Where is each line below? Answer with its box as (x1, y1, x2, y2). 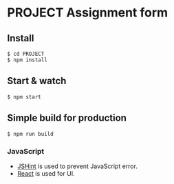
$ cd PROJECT (7, 50, 45, 57)
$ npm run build (7, 130, 54, 137)
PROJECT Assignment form (7, 5, 168, 21)
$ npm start (7, 93, 41, 101)
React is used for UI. (17, 169, 75, 177)
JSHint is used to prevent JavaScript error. (17, 162, 138, 170)
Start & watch (7, 75, 67, 87)
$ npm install (7, 57, 48, 63)
